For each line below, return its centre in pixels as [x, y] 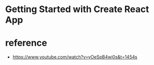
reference [26, 43]
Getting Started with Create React [77, 9]
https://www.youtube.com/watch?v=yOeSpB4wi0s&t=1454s [75, 57]
